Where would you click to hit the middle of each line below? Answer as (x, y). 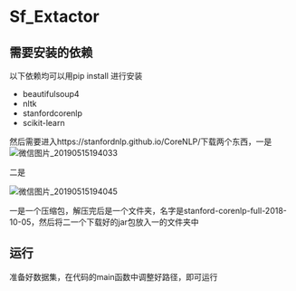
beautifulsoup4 (51, 94)
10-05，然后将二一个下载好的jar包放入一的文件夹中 (104, 222)
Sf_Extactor (54, 17)
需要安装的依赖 (51, 52)
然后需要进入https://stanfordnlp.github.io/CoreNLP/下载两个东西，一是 (141, 141)
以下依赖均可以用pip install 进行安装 (76, 76)
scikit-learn (43, 123)
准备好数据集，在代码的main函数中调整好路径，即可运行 (114, 276)
